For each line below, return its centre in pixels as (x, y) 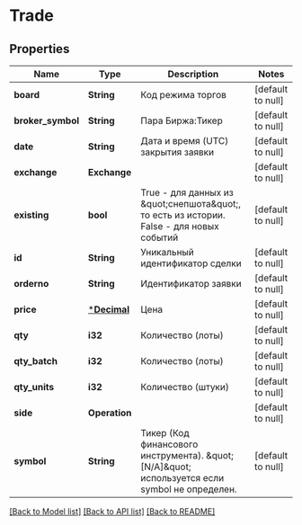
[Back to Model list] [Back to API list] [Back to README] (112, 512)
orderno (31, 284)
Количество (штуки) (185, 387)
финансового (169, 444)
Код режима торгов (184, 95)
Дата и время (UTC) (185, 141)
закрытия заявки (177, 152)
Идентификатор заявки (191, 284)
